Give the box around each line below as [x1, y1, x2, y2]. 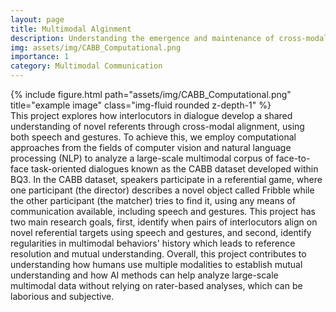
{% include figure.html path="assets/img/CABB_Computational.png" [10, 89, 292, 100]
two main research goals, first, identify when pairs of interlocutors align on [10, 216, 318, 228]
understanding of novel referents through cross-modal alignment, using [10, 121, 305, 132]
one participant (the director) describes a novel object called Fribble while [10, 184, 315, 196]
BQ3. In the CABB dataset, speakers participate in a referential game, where [10, 174, 323, 185]
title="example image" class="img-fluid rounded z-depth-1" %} [10, 99, 272, 111]
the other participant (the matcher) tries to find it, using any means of [10, 195, 296, 206]
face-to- [275, 152, 311, 164]
